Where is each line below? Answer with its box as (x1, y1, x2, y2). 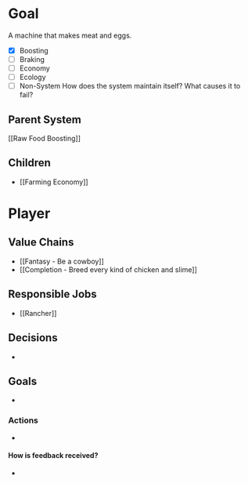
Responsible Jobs (8, 288, 98, 301)
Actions (8, 415, 39, 426)
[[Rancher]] (19, 308, 57, 318)
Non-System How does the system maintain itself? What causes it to (19, 82, 241, 91)
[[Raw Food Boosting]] (8, 134, 81, 143)
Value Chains (8, 236, 74, 249)
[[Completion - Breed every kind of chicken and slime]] (19, 264, 198, 274)
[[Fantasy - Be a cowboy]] (19, 256, 104, 266)
